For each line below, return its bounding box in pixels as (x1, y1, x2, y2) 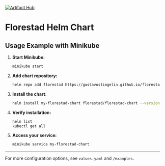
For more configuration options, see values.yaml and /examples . (5, 155, 134, 162)
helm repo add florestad (12, 82, 63, 87)
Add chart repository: (12, 73, 57, 79)
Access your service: (12, 133, 57, 138)
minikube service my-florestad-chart (12, 142, 90, 147)
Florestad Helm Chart (5, 22, 94, 33)
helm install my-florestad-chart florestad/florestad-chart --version (12, 101, 160, 106)
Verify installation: (12, 110, 51, 115)
